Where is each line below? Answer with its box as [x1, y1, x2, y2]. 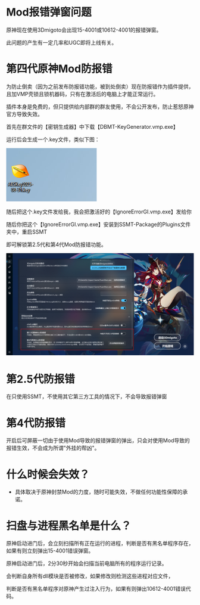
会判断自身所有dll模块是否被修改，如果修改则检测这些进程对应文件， [6, 573, 174, 580]
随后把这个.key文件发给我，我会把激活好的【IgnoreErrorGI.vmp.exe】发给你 [6, 208, 192, 215]
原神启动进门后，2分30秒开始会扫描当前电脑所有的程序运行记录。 [6, 560, 168, 567]
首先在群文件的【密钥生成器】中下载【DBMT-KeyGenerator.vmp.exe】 [6, 123, 179, 130]
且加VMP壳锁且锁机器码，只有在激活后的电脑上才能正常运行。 [6, 90, 159, 97]
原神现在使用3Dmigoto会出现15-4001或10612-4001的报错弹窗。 [6, 26, 162, 33]
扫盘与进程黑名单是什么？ [6, 519, 132, 532]
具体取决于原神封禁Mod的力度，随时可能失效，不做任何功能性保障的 [14, 488, 183, 495]
